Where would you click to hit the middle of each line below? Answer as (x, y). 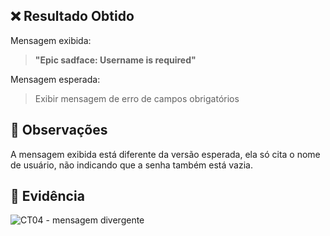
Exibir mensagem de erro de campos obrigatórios (137, 98)
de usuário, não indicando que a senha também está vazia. (131, 165)
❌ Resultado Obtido (72, 16)
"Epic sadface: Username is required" (115, 60)
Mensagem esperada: (55, 79)
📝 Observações (59, 130)
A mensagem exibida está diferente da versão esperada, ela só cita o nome (165, 154)
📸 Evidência (47, 196)
